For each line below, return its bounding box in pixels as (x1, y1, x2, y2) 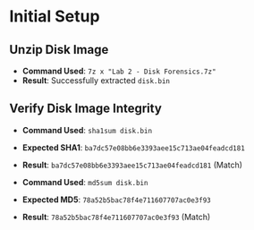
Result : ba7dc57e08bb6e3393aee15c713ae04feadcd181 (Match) (21, 159, 243, 170)
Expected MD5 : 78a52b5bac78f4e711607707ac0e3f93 (21, 194, 212, 205)
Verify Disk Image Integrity (9, 101, 163, 116)
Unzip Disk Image (9, 42, 109, 57)
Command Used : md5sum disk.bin (21, 176, 148, 187)
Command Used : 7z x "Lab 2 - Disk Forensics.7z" (21, 65, 216, 76)
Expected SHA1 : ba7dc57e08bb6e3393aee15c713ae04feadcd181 (21, 141, 246, 153)
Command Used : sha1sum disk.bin (21, 124, 153, 135)
